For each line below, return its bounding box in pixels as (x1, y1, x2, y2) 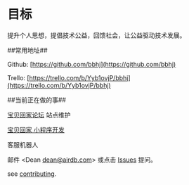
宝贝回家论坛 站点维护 (7, 110, 71, 119)
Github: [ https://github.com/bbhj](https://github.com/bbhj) (7, 60, 176, 68)
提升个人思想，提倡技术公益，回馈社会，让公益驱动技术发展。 (7, 31, 186, 39)
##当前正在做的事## (7, 96, 67, 104)
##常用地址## (7, 46, 48, 54)
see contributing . (7, 170, 57, 178)
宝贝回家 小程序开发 (7, 125, 65, 134)
